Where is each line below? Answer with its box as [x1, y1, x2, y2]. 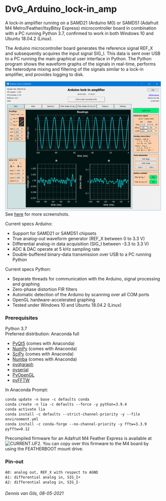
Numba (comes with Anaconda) [12, 356, 78, 362]
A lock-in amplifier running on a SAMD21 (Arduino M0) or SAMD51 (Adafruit [5, 20, 159, 26]
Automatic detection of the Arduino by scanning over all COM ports [12, 291, 150, 297]
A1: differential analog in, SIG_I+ [5, 475, 81, 480]
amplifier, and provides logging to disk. [5, 71, 84, 77]
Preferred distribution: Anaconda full [5, 331, 80, 337]
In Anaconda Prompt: [5, 387, 48, 393]
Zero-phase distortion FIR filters [12, 286, 78, 292]
